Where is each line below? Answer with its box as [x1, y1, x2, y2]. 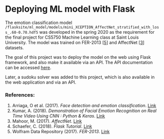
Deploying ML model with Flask [5, 3, 135, 15]
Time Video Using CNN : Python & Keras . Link [12, 113, 106, 119]
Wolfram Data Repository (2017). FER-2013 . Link [12, 129, 110, 135]
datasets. [5, 45, 24, 50]
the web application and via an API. [5, 79, 77, 85]
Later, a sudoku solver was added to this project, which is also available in [5, 74, 155, 80]
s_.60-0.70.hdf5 [5, 30, 38, 35]
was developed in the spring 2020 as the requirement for [39, 29, 155, 35]
